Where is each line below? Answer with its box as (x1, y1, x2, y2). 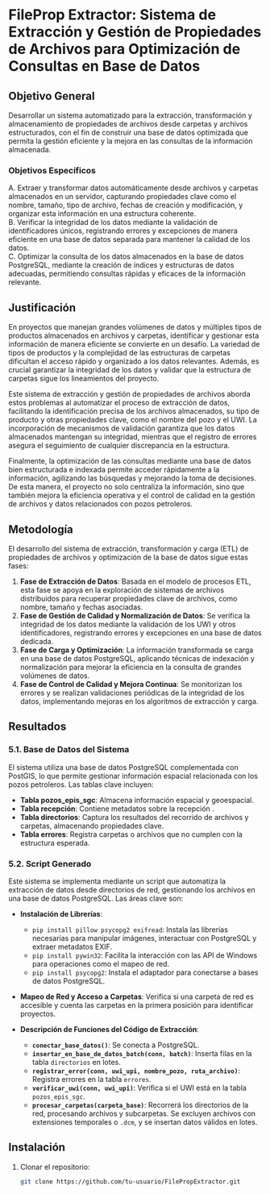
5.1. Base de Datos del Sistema (8, 744, 130, 755)
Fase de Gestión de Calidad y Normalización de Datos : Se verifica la (19, 610, 251, 620)
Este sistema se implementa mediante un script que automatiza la (8, 876, 226, 886)
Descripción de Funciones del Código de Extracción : (19, 1024, 200, 1034)
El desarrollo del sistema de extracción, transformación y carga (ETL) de (8, 543, 249, 553)
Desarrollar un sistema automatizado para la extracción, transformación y (8, 110, 252, 120)
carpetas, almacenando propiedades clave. (19, 821, 164, 830)
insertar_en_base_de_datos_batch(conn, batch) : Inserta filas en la (31, 1048, 252, 1058)
